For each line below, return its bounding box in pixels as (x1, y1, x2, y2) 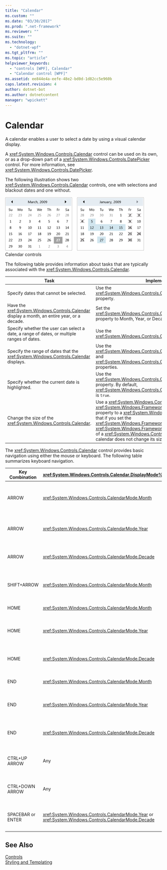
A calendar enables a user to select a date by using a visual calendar (5, 136, 146, 142)
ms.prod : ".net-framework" (5, 24, 61, 29)
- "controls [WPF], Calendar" (9, 66, 72, 71)
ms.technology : (5, 40, 37, 45)
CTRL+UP (7, 755, 27, 761)
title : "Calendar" (5, 8, 43, 13)
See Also (5, 841, 33, 849)
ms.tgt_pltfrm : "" (5, 50, 43, 55)
